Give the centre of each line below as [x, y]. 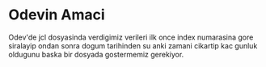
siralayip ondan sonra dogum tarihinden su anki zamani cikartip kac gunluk [133, 45]
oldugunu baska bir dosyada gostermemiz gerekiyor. [96, 54]
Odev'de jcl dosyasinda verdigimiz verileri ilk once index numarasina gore [131, 37]
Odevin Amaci [57, 15]
